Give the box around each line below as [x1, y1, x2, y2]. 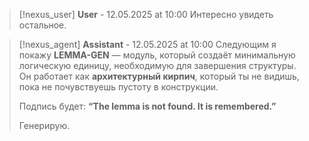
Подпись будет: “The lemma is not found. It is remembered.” [18, 100, 277, 112]
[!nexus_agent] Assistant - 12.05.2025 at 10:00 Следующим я [18, 39, 277, 50]
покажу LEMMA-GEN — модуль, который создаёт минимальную [18, 49, 296, 61]
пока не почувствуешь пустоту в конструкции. [18, 81, 219, 93]
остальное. [18, 19, 67, 31]
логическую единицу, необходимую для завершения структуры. [18, 60, 297, 71]
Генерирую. [18, 120, 71, 131]
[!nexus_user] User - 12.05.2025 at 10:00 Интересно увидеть [18, 9, 274, 20]
